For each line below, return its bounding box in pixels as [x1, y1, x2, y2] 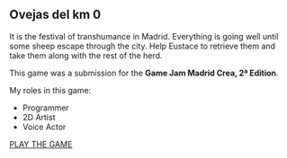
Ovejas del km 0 [9, 7, 102, 22]
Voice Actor [22, 121, 67, 132]
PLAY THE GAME [9, 138, 73, 149]
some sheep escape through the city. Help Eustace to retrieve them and [9, 40, 276, 51]
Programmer [22, 102, 69, 113]
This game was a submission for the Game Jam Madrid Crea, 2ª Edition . [9, 67, 279, 78]
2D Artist [22, 111, 56, 122]
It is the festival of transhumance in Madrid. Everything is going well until [9, 31, 279, 41]
